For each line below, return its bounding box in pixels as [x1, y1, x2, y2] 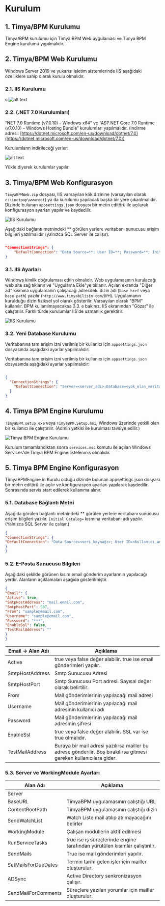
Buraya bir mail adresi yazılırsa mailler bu [55, 742, 149, 749]
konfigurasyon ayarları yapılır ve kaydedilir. [5, 207, 92, 213]
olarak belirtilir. [55, 684, 89, 690]
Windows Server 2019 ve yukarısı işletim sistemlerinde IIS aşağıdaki [5, 68, 142, 74]
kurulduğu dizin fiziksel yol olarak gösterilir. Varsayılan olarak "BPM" [5, 298, 143, 304]
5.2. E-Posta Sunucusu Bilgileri [5, 560, 81, 567]
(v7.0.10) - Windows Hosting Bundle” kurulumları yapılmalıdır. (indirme [5, 125, 146, 131]
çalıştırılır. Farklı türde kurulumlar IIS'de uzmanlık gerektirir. [5, 308, 124, 314]
